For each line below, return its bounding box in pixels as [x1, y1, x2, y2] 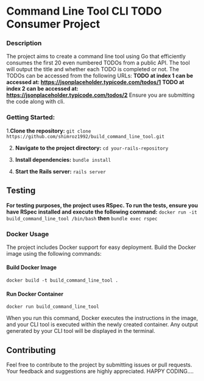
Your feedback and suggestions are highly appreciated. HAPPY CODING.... [6, 368, 194, 375]
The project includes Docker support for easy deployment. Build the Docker [6, 243, 196, 251]
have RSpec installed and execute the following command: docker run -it [6, 208, 197, 215]
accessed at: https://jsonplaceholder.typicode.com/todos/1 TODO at [6, 79, 185, 86]
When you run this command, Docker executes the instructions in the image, [6, 315, 199, 322]
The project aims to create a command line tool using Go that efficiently [6, 53, 186, 60]
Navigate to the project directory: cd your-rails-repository [15, 144, 169, 152]
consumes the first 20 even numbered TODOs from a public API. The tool [6, 59, 190, 66]
